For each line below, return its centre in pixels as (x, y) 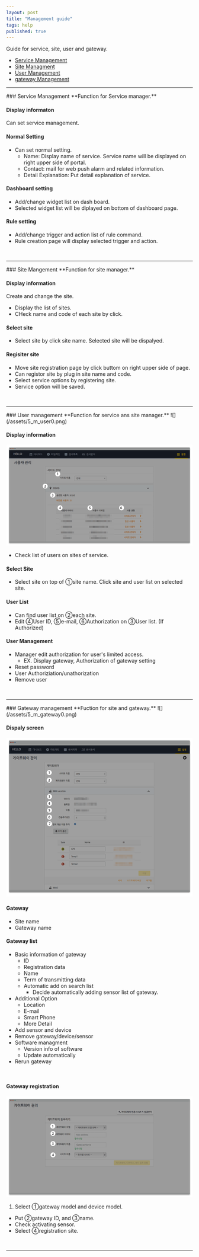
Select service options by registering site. (65, 380)
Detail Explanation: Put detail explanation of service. (87, 175)
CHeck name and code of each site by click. (69, 314)
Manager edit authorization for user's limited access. (79, 654)
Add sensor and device (43, 1030)
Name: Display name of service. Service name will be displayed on (105, 156)
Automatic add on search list (58, 986)
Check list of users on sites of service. (62, 555)
